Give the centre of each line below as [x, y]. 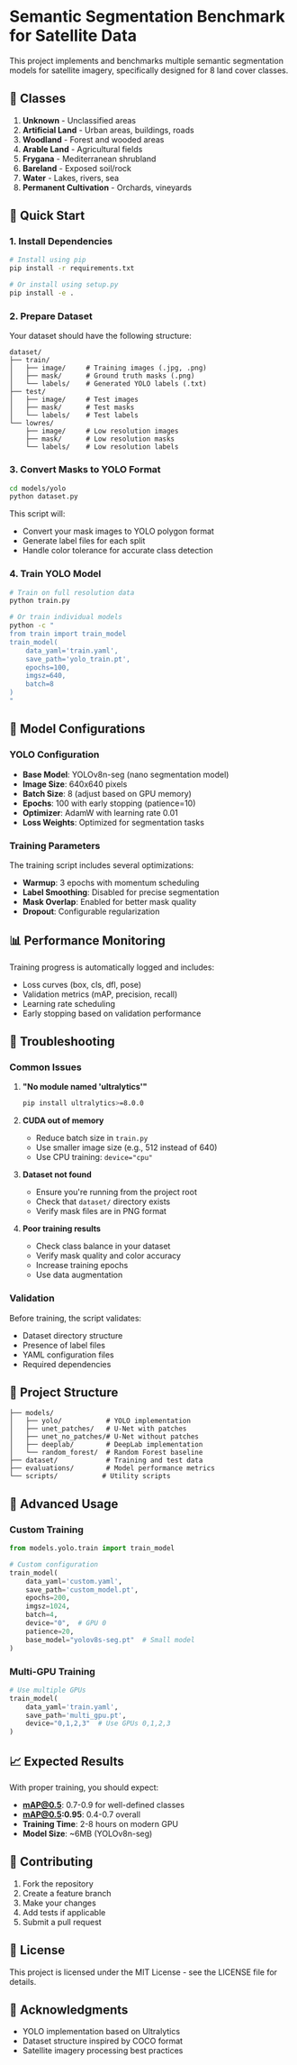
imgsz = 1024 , [48, 1606]
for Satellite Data [73, 36]
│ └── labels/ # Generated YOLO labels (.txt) [108, 384]
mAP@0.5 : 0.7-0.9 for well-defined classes [103, 1805]
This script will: [37, 514]
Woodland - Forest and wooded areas [93, 139]
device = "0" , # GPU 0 [66, 1623]
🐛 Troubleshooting [62, 1042]
